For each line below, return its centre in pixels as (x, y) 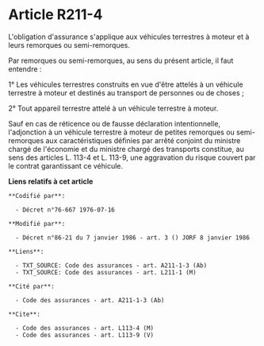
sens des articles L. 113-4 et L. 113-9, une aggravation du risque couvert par (132, 157)
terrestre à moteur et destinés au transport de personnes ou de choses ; (126, 92)
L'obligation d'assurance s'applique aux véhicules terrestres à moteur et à (129, 37)
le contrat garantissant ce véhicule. (66, 165)
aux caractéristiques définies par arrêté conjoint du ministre (143, 140)
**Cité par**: (32, 286)
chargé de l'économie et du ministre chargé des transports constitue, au (126, 149)
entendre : (25, 68)
